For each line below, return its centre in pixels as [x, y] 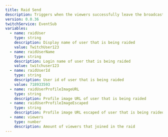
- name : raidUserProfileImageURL [44, 89]
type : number [28, 122]
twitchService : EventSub [31, 24]
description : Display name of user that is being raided [75, 43]
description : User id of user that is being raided [69, 80]
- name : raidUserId [30, 71]
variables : [16, 29]
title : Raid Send [23, 10]
